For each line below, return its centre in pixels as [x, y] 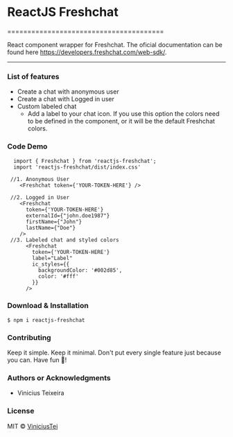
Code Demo [27, 146]
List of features [34, 76]
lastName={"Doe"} [51, 228]
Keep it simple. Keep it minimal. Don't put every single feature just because [114, 353]
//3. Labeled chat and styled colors [64, 240]
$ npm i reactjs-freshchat [46, 320]
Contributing [29, 337]
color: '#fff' [58, 276]
